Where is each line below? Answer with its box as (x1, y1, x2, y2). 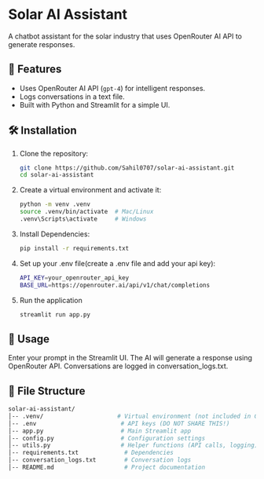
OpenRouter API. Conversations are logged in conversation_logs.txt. (8, 361, 229, 371)
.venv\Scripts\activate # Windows (19, 215, 147, 223)
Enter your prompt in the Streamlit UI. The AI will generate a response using (8, 353, 253, 363)
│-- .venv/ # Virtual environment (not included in (8, 412, 251, 420)
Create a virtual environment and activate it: (19, 185, 162, 195)
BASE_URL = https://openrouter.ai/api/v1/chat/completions (19, 281, 211, 289)
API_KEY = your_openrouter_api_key (19, 273, 130, 282)
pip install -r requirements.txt (19, 244, 130, 252)
